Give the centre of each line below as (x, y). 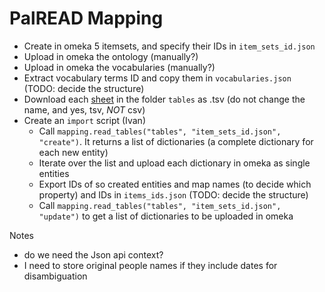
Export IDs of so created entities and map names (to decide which (175, 184)
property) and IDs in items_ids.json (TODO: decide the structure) (173, 194)
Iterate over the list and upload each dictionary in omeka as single (174, 163)
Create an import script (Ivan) (84, 120)
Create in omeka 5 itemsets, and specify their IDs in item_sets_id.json (169, 46)
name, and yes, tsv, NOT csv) (84, 109)
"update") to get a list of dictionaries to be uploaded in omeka (166, 216)
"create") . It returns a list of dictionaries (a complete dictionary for (176, 141)
